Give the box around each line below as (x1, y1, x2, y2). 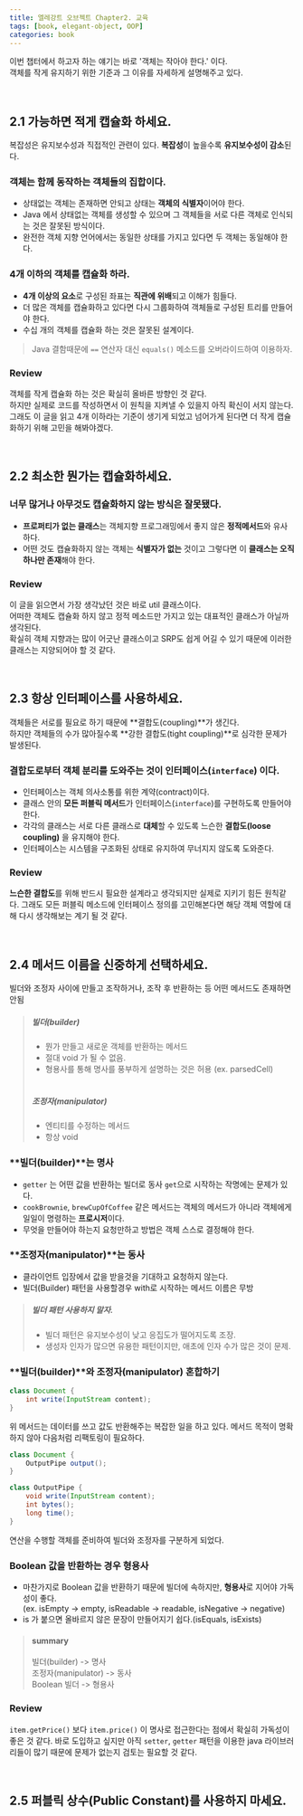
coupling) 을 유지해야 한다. (22, 832, 120, 842)
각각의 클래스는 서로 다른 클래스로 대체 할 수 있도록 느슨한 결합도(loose (22, 821, 271, 832)
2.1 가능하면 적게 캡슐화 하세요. (9, 114, 172, 129)
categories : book (9, 30, 75, 39)
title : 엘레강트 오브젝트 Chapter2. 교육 (9, 13, 149, 23)
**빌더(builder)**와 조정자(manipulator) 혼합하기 (9, 1365, 220, 1378)
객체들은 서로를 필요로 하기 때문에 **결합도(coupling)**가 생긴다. (9, 717, 240, 727)
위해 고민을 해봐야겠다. (33, 423, 114, 433)
